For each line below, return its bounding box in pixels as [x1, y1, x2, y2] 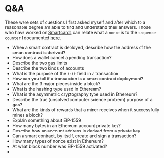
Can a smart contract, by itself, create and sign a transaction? [12, 133, 137, 139]
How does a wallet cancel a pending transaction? [12, 54, 112, 60]
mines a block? [12, 112, 43, 118]
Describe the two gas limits [12, 60, 68, 66]
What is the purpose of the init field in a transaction [12, 70, 118, 76]
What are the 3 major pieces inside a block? [12, 80, 101, 86]
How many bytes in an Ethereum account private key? [12, 122, 121, 128]
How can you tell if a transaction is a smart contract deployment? [12, 76, 143, 81]
